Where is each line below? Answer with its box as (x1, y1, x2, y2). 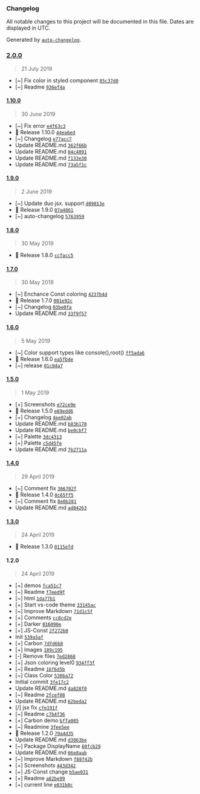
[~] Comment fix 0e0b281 (15, 498, 77, 505)
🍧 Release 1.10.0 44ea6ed (15, 128, 76, 135)
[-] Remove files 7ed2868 (15, 652, 76, 660)
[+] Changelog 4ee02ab (15, 413, 73, 421)
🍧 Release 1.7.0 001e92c (15, 297, 73, 304)
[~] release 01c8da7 (15, 362, 63, 369)
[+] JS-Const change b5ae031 (15, 768, 89, 775)
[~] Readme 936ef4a (15, 83, 65, 90)
